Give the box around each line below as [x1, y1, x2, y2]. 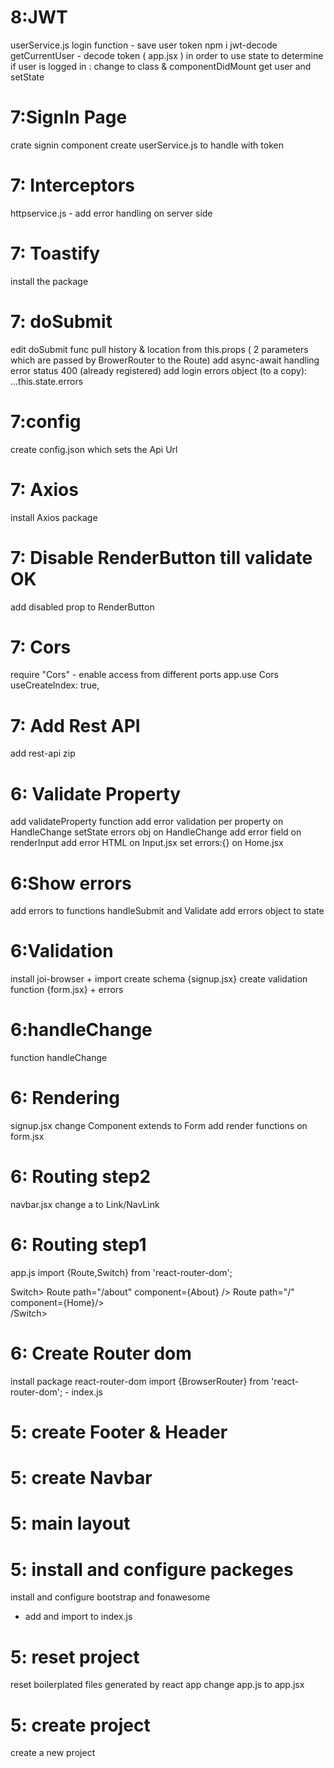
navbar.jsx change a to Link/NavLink [10, 1199, 160, 1210]
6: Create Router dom [10, 1342, 192, 1365]
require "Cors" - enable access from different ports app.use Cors [10, 669, 279, 681]
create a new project [10, 1747, 96, 1759]
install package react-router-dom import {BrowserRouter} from [10, 1375, 270, 1387]
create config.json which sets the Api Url [10, 443, 178, 455]
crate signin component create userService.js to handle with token [10, 139, 284, 151]
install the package [10, 275, 89, 287]
